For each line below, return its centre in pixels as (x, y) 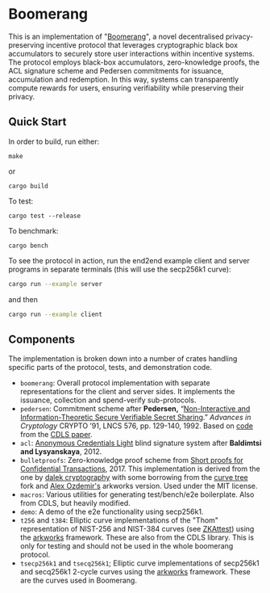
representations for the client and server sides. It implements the (127, 392)
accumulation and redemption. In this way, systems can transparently (124, 79)
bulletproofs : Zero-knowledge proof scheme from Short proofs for (132, 461)
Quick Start (37, 122)
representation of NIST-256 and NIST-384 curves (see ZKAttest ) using (137, 529)
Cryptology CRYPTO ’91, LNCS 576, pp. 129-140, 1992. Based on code (137, 426)
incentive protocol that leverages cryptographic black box (142, 44)
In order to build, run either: (54, 141)
